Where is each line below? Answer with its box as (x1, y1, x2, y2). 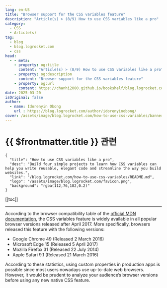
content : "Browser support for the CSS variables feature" (18, 76, 143, 81)
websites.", (5, 170, 30, 175)
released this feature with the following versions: (5, 226, 105, 232)
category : (5, 21, 26, 26)
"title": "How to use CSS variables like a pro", (9, 157, 114, 162)
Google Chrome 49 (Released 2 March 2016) (12, 236, 104, 242)
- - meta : (9, 58, 30, 63)
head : (5, 53, 16, 58)
